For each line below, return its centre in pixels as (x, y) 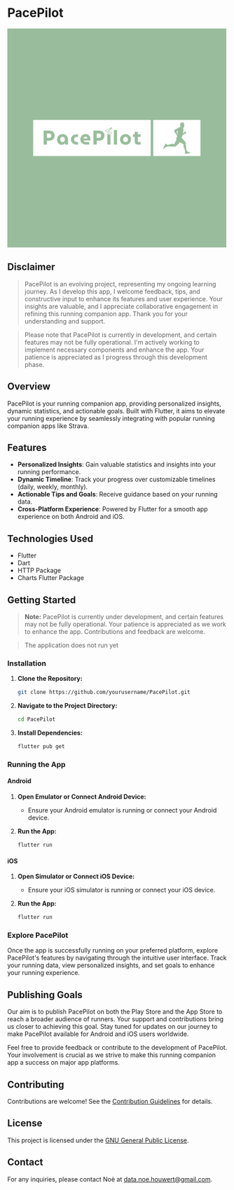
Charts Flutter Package (50, 578)
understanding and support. (65, 321)
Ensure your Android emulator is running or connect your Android (122, 810)
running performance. (49, 472)
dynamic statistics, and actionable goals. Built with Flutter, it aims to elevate (116, 410)
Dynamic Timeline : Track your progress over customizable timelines (116, 479)
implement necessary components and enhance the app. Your (114, 350)
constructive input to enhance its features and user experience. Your (123, 298)
